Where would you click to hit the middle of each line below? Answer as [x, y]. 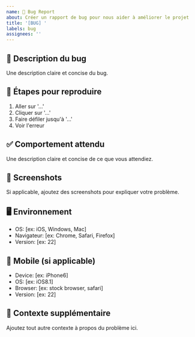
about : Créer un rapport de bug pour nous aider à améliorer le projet [97, 17]
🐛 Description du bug [46, 59]
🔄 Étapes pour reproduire [54, 92]
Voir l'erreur [30, 125]
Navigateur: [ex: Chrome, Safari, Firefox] [65, 235]
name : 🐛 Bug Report [31, 12]
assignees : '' [24, 34]
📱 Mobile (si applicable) [51, 261]
